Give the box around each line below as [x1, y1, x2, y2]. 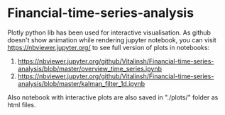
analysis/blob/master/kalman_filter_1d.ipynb [17, 79, 146, 87]
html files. [7, 100, 36, 109]
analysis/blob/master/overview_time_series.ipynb [17, 64, 162, 73]
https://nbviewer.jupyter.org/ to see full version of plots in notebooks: [7, 43, 210, 52]
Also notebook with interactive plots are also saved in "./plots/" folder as [7, 93, 219, 102]
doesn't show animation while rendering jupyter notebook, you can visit [7, 35, 216, 44]
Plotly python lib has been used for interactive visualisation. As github [7, 28, 212, 37]
